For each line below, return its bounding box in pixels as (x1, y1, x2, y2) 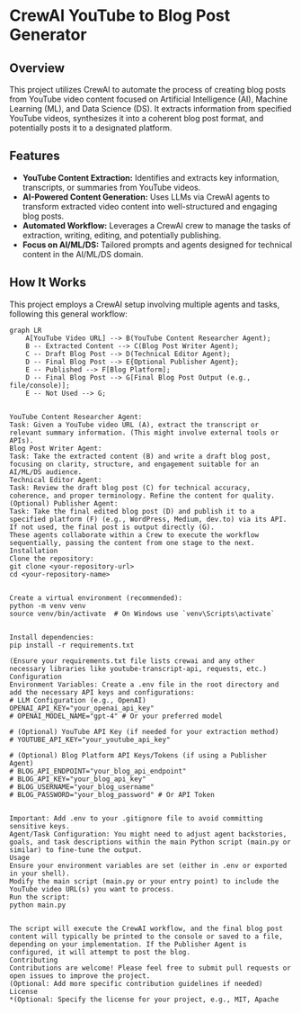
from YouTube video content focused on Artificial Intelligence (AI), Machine (9, 94, 288, 104)
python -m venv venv (9, 601, 87, 610)
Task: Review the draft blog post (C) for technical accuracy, (9, 483, 252, 492)
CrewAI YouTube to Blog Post (9, 5, 231, 26)
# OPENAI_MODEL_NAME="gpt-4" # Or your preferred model (9, 712, 223, 721)
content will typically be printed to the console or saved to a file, (9, 932, 283, 941)
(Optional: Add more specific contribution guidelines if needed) (9, 979, 263, 988)
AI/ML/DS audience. (9, 467, 83, 477)
